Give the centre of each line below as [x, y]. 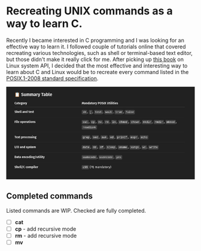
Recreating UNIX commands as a [89, 11]
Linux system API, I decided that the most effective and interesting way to [97, 65]
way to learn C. [44, 24]
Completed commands [50, 196]
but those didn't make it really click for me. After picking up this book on [95, 59]
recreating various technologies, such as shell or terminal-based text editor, [100, 53]
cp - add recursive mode [45, 229]
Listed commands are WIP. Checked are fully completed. [76, 210]
